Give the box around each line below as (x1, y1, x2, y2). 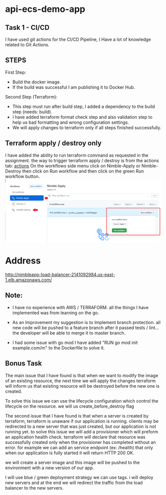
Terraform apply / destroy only (5, 139, 102, 148)
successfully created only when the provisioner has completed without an (5, 439, 156, 445)
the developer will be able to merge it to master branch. (12, 330, 126, 336)
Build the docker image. (12, 79, 61, 85)
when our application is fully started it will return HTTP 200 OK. (5, 450, 135, 456)
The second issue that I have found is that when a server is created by (5, 412, 149, 418)
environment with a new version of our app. (5, 465, 94, 471)
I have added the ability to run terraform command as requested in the (5, 152, 149, 158)
